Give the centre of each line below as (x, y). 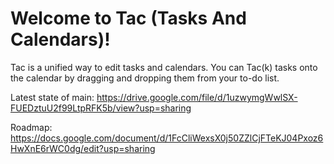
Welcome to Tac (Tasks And (128, 18)
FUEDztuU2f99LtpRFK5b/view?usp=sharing (101, 108)
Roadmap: (31, 127)
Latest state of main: (52, 97)
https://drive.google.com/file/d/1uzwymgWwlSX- (197, 97)
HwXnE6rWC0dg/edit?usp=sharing (83, 148)
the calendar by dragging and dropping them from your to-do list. (145, 78)
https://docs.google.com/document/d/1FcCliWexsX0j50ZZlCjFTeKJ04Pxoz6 (167, 138)
